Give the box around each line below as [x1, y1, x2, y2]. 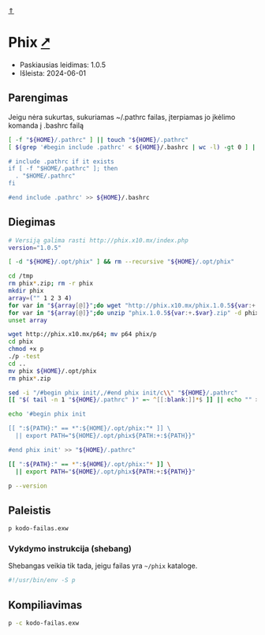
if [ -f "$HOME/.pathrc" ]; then [8, 165, 118, 173]
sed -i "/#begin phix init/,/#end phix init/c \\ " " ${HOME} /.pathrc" [8, 389, 238, 397]
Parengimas [8, 92, 69, 105]
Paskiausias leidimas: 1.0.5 [19, 60, 106, 69]
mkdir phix [8, 287, 44, 295]
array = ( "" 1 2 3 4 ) [8, 294, 73, 302]
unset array [8, 316, 47, 324]
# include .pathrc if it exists [8, 157, 114, 166]
